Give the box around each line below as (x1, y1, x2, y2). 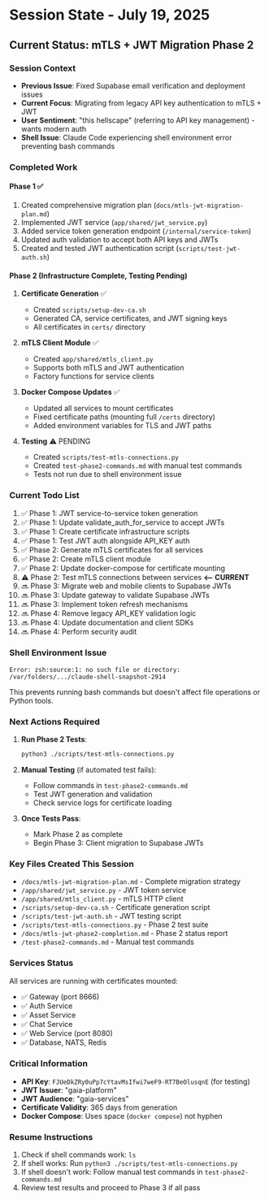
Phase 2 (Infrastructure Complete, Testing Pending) (9, 271, 188, 280)
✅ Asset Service (20, 1010, 76, 1020)
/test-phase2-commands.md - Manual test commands (20, 937, 194, 947)
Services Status (9, 957, 74, 968)
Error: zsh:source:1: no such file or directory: (9, 665, 181, 674)
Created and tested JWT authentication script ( (20, 244, 180, 253)
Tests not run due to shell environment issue (33, 470, 182, 479)
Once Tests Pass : (20, 813, 81, 823)
